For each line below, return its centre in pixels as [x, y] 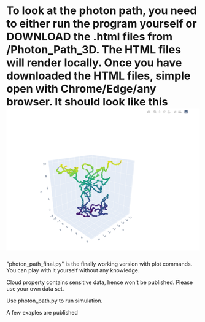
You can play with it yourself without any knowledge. [73, 270]
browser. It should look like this [87, 102]
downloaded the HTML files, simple [99, 76]
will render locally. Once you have [94, 63]
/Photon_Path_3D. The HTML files [94, 50]
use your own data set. [35, 289]
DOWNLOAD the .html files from [90, 37]
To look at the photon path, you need [102, 11]
